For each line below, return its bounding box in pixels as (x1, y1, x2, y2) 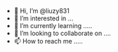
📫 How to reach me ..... (13, 37, 83, 45)
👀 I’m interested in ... (13, 14, 74, 22)
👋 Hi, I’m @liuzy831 (13, 7, 70, 15)
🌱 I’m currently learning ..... (13, 22, 93, 30)
